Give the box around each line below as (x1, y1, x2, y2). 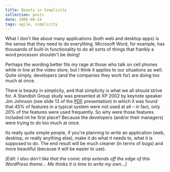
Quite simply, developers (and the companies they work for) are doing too (5, 72, 160, 79)
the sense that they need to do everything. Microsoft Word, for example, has (5, 41, 165, 47)
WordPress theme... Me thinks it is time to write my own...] (5, 161, 127, 167)
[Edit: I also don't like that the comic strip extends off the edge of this (5, 156, 150, 162)
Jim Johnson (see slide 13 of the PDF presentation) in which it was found (5, 98, 158, 105)
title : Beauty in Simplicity (5, 7, 67, 13)
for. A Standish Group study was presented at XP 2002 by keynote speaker (5, 93, 162, 99)
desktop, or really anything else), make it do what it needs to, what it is (5, 135, 153, 141)
